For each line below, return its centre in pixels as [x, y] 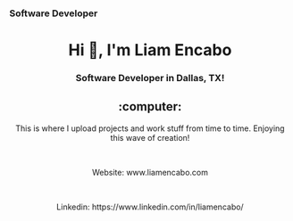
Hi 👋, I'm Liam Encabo [150, 50]
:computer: [150, 106]
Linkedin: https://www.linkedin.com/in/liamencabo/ [150, 207]
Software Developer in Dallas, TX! [150, 78]
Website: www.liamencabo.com [150, 172]
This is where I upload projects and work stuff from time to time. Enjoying [150, 128]
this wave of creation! [150, 137]
